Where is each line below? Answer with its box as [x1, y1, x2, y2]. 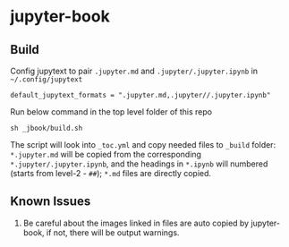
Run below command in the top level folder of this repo [10, 106, 213, 117]
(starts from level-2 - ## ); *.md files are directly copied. [10, 168, 212, 178]
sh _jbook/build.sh [10, 123, 83, 132]
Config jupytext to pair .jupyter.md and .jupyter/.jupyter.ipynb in [10, 65, 259, 76]
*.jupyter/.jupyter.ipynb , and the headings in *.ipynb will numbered [10, 158, 268, 169]
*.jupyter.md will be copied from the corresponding [10, 149, 202, 159]
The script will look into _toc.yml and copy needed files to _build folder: [10, 140, 276, 149]
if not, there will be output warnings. [46, 226, 180, 238]
